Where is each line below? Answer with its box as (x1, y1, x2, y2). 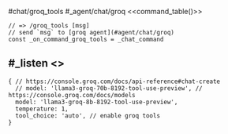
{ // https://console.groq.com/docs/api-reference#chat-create (8, 78, 221, 85)
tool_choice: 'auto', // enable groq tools (15, 111, 160, 120)
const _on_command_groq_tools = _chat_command (8, 35, 164, 43)
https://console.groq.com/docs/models (8, 91, 136, 99)
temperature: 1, (15, 105, 69, 113)
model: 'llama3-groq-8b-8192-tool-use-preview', (15, 98, 178, 106)
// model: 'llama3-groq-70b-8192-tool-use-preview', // (15, 84, 203, 92)
